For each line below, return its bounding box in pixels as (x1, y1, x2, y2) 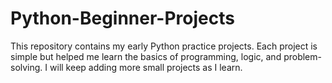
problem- (283, 50, 322, 62)
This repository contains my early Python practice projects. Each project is (10, 40, 318, 52)
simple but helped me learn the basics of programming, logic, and (10, 50, 282, 62)
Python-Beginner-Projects (10, 7, 235, 30)
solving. (10, 61, 43, 73)
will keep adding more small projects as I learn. (49, 61, 243, 73)
